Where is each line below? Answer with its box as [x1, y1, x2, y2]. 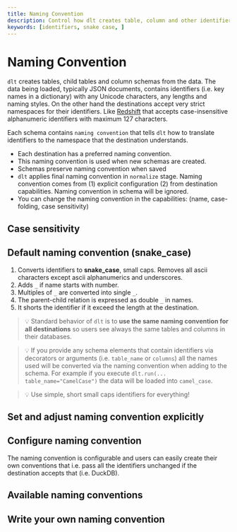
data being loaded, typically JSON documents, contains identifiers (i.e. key [7, 85, 224, 93]
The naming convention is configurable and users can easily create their [7, 454, 217, 462]
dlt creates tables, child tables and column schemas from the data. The [7, 77, 217, 85]
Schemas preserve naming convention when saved [17, 165, 167, 173]
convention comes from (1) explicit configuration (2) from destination [17, 179, 218, 188]
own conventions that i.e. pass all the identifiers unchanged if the [7, 461, 197, 470]
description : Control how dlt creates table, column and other [7, 17, 197, 24]
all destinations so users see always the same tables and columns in [24, 324, 226, 333]
